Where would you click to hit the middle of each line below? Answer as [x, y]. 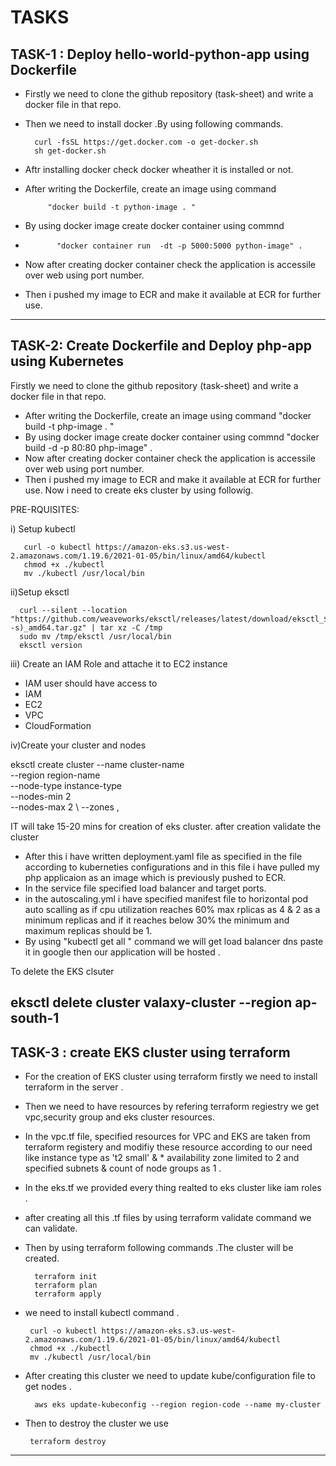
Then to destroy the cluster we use [96, 1423]
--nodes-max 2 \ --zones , [65, 807]
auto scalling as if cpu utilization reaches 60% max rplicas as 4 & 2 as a [172, 909]
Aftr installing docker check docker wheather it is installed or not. [159, 169]
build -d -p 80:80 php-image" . [88, 447]
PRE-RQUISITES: [45, 509]
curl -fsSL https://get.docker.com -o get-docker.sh [146, 142]
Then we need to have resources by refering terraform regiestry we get [172, 1107]
